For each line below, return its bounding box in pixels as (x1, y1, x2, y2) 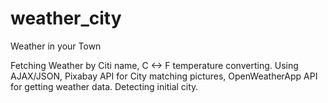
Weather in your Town (10, 40, 102, 52)
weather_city (10, 7, 122, 30)
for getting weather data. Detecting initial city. (10, 80, 199, 92)
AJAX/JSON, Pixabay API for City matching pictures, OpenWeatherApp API (10, 70, 318, 82)
